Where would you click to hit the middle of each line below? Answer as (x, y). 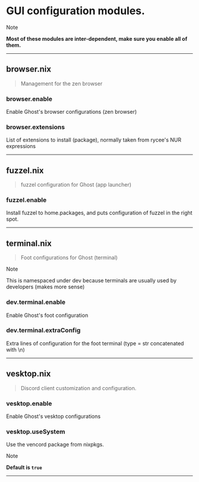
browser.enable (29, 99)
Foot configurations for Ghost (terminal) (69, 258)
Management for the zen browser (61, 83)
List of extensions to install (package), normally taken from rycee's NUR (94, 140)
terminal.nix (29, 243)
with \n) (16, 349)
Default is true (24, 467)
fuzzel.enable (26, 200)
